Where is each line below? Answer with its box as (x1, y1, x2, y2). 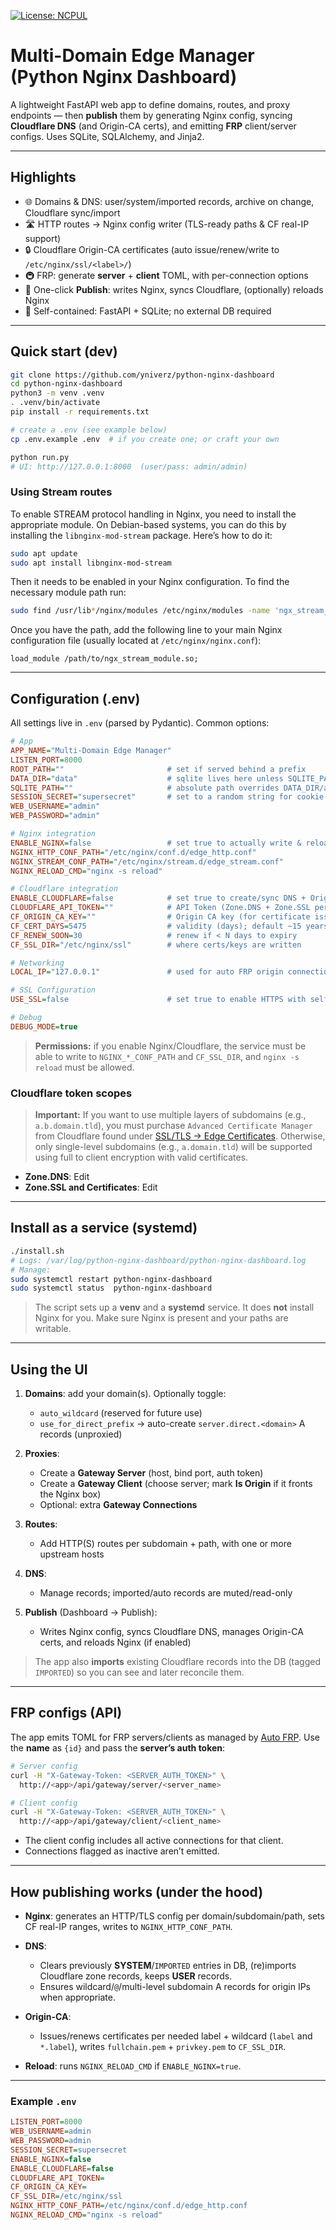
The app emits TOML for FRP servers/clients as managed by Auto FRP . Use (10, 1731, 321, 1743)
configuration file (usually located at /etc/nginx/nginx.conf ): (10, 635, 262, 647)
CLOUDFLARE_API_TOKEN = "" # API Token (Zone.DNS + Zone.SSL (10, 903, 311, 913)
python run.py (10, 452, 70, 462)
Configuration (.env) (10, 690, 141, 707)
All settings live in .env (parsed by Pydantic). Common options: (10, 717, 270, 729)
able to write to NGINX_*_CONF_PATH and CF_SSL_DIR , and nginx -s (34, 1050, 300, 1062)
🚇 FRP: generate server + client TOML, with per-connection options (24, 269, 309, 281)
